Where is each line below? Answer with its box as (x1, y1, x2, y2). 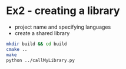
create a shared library (14, 29, 70, 36)
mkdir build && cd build (6, 41, 67, 47)
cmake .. (6, 46, 28, 52)
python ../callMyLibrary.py (6, 57, 75, 63)
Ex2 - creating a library (6, 4, 120, 18)
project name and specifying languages (14, 23, 111, 30)
